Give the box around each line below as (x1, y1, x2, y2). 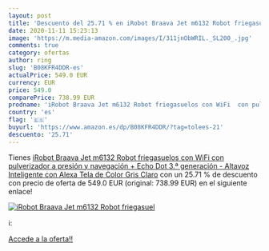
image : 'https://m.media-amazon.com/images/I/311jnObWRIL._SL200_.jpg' (8, 34, 252, 42)
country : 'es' (8, 109, 56, 117)
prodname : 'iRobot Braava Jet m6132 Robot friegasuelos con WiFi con (8, 101, 249, 109)
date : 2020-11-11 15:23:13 (8, 26, 98, 34)
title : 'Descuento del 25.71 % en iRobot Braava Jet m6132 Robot (8, 19, 231, 27)
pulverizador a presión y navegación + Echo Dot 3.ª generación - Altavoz (8, 161, 250, 170)
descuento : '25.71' (8, 130, 74, 138)
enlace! (8, 186, 33, 196)
